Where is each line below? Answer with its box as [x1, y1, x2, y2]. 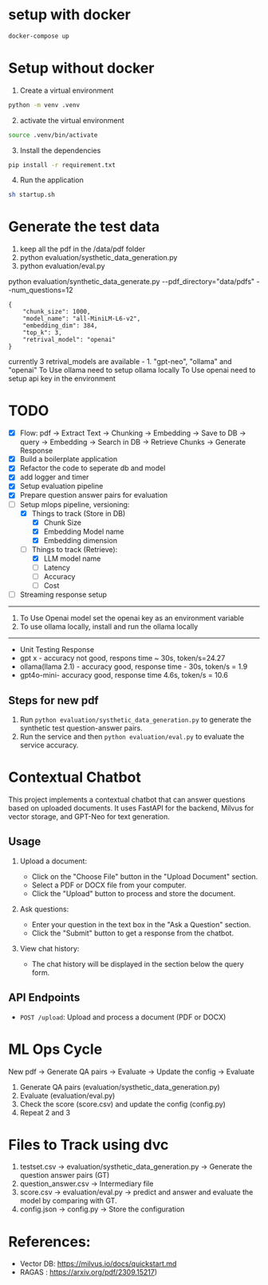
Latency [43, 562, 70, 572]
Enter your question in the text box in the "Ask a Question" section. [31, 919, 251, 929]
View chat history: [19, 943, 80, 953]
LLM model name [43, 554, 101, 563]
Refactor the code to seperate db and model [19, 463, 166, 473]
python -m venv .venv [8, 101, 81, 109]
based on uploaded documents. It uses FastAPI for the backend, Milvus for [8, 803, 254, 813]
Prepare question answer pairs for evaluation [19, 490, 168, 500]
